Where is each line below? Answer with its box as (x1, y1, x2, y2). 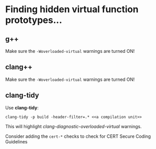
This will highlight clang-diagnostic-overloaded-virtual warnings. (5, 123, 142, 129)
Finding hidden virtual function (5, 4, 139, 15)
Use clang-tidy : (5, 104, 39, 110)
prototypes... (5, 14, 63, 26)
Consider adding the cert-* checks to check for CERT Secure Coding (5, 133, 151, 139)
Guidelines (5, 138, 28, 144)
